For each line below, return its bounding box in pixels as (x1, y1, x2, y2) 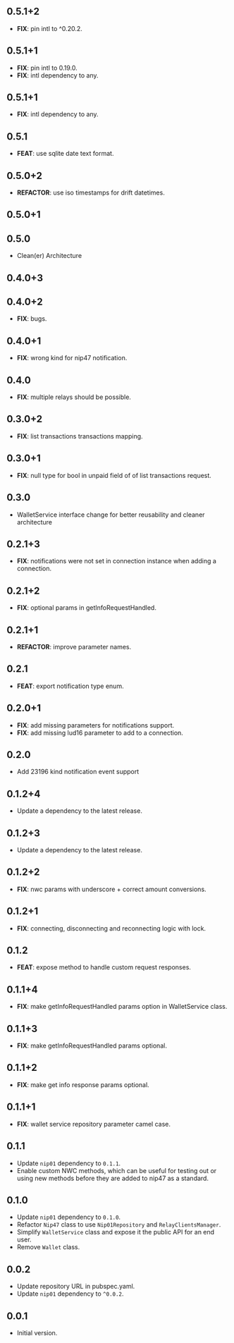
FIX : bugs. (16, 314, 47, 323)
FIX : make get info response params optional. (16, 1080, 149, 1088)
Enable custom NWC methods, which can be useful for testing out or (16, 1166, 217, 1175)
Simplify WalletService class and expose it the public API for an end (16, 1228, 215, 1237)
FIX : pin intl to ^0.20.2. (16, 24, 82, 32)
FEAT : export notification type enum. (16, 682, 124, 690)
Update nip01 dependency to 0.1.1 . (16, 1159, 121, 1167)
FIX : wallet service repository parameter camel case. (16, 1120, 171, 1128)
